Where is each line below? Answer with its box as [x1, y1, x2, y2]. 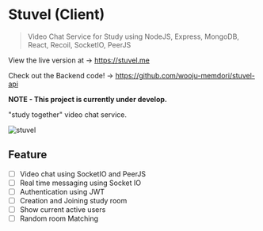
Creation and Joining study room [19, 195, 128, 205]
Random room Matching [19, 214, 99, 223]
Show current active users [19, 205, 106, 214]
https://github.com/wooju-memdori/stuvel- [115, 70, 255, 80]
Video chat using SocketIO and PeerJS [19, 169, 147, 179]
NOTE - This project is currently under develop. [8, 94, 168, 104]
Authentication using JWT [19, 187, 105, 196]
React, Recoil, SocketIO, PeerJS [27, 40, 131, 49]
